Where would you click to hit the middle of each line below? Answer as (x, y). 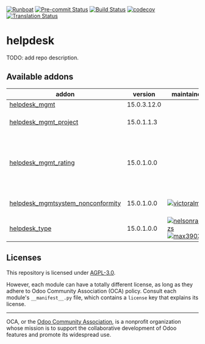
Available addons (40, 77)
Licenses (24, 258)
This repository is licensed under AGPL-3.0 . (61, 272)
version (144, 94)
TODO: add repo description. (43, 58)
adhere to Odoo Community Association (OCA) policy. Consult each (92, 291)
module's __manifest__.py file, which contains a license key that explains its (103, 297)
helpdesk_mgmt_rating (42, 162)
